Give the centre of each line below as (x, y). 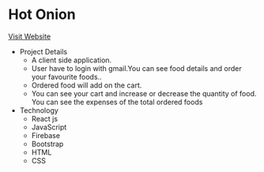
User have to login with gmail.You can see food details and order (137, 68)
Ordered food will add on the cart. (87, 85)
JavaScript (49, 127)
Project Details (43, 51)
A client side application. (72, 60)
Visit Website (30, 36)
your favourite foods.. (66, 77)
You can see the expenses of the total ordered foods (117, 102)
